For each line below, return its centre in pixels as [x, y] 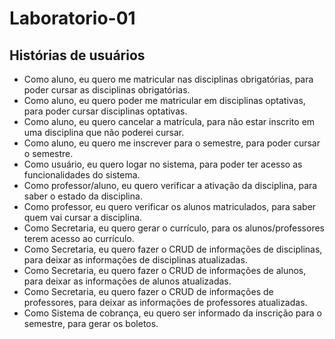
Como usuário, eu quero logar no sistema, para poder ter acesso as [163, 164]
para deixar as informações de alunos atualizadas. [127, 281]
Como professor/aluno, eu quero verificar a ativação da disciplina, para [170, 185]
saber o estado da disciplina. [83, 196]
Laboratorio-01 [72, 18]
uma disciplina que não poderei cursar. [104, 132]
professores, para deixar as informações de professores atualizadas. [165, 302]
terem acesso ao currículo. [79, 238]
